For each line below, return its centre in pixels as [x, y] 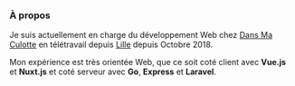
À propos [30, 15]
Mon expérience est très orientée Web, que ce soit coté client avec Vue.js [148, 62]
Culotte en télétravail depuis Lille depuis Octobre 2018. [111, 44]
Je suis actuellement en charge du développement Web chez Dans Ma [141, 35]
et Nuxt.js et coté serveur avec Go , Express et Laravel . [113, 72]
